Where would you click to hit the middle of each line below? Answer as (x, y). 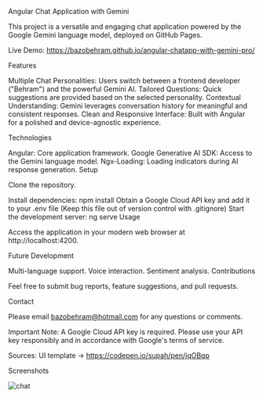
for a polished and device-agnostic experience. (85, 122)
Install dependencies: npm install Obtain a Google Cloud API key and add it (129, 200)
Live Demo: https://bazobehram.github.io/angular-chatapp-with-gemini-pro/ (131, 50)
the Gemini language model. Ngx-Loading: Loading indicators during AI (123, 161)
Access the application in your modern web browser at (97, 232)
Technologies (30, 138)
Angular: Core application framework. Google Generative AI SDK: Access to (130, 153)
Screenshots (29, 370)
